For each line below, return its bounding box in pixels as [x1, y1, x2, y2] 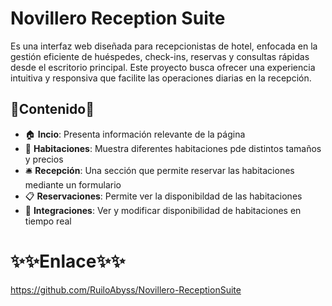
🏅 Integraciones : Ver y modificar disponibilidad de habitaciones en [24, 204, 302, 216]
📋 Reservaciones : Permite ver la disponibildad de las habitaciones [24, 190, 303, 202]
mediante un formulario [24, 178, 122, 191]
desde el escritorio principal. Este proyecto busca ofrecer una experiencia [10, 61, 316, 73]
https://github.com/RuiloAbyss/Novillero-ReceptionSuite [10, 283, 242, 296]
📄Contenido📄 [10, 101, 95, 118]
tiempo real [24, 215, 72, 227]
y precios [24, 153, 64, 165]
